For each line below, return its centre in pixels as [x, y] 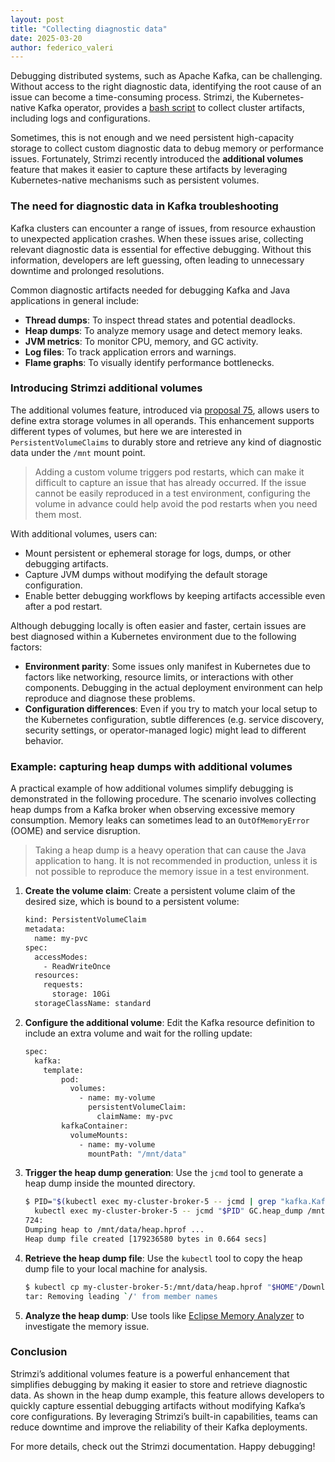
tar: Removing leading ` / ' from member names [121, 1296]
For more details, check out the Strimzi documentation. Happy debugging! [163, 1446]
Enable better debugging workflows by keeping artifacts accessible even [175, 595]
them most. [58, 514]
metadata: [45, 929]
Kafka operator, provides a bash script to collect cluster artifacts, [171, 108]
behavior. [44, 740]
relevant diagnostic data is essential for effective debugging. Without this [161, 249]
